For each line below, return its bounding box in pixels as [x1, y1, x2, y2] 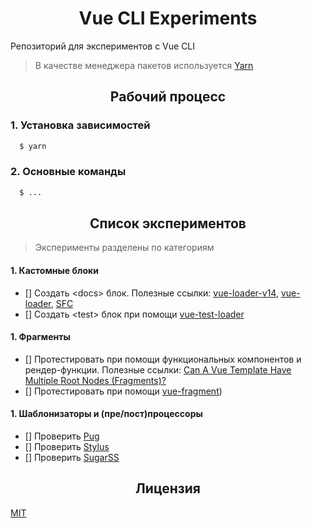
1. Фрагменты [10, 331, 71, 343]
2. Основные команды [10, 165, 127, 179]
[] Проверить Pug [24, 430, 100, 442]
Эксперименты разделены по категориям [34, 242, 215, 254]
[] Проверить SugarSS [24, 452, 120, 464]
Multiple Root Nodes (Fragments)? [24, 374, 167, 386]
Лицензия [135, 480, 201, 497]
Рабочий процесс [109, 88, 227, 106]
